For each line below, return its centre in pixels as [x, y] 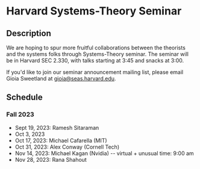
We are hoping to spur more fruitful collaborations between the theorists [96, 48]
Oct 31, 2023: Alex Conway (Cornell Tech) [67, 147]
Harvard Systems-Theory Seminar [94, 11]
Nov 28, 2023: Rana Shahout [51, 159]
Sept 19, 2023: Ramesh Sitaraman [57, 128]
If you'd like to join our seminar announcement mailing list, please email [95, 72]
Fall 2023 [20, 114]
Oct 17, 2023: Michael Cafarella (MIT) [61, 140]
